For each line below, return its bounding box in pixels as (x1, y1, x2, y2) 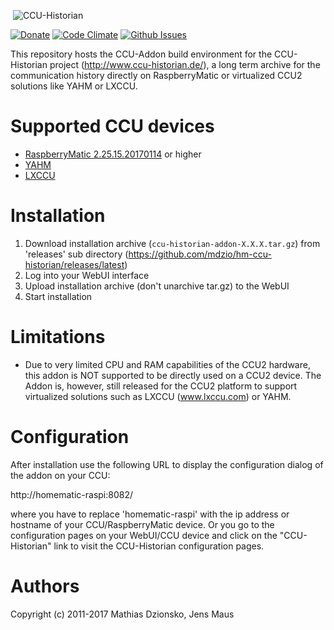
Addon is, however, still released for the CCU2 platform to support (24, 380, 298, 392)
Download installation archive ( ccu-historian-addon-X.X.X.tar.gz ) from (24, 237, 321, 249)
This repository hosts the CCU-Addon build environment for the (10, 48, 273, 60)
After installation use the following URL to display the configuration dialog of (10, 458, 324, 470)
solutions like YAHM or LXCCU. (10, 80, 138, 92)
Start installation (24, 290, 93, 302)
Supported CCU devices (10, 115, 215, 138)
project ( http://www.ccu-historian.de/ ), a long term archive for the (49, 59, 321, 70)
